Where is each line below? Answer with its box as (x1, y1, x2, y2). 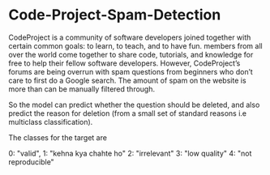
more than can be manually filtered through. (8, 83, 156, 94)
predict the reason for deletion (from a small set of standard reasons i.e (8, 108, 247, 118)
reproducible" (8, 156, 54, 167)
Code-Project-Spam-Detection (8, 6, 221, 24)
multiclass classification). (8, 117, 93, 126)
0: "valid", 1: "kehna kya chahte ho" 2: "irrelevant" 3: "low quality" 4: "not (8, 148, 252, 158)
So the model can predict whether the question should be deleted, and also (8, 100, 260, 109)
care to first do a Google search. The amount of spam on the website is (8, 75, 246, 85)
